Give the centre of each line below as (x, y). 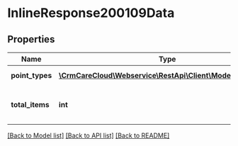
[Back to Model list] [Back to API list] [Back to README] (89, 135)
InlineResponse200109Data (91, 13)
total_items (30, 105)
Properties (31, 39)
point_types (32, 75)
